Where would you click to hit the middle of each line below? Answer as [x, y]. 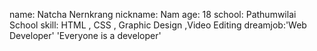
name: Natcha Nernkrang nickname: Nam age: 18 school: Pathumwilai [153, 14]
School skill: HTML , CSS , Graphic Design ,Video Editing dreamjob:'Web [158, 25]
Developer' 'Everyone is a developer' [85, 35]
